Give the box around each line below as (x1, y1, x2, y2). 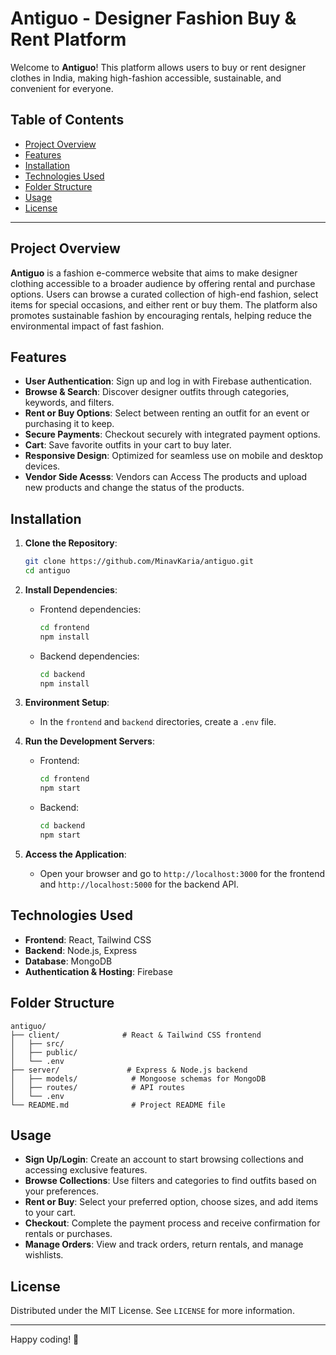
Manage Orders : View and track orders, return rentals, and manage (24, 1238, 304, 1251)
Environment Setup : (24, 697, 110, 709)
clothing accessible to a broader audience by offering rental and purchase (10, 277, 316, 289)
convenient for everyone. (10, 82, 114, 94)
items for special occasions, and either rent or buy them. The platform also (10, 298, 318, 311)
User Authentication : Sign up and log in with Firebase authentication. (24, 375, 313, 387)
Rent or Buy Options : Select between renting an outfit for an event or (24, 407, 310, 419)
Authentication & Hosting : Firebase (24, 965, 173, 977)
